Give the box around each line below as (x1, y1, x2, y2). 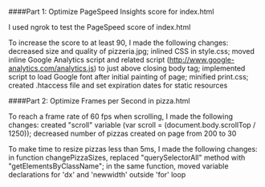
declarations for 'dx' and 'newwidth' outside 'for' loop (8, 170, 186, 179)
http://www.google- (169, 55, 235, 64)
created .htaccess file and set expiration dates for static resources (8, 80, 228, 90)
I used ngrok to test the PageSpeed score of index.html (8, 22, 191, 31)
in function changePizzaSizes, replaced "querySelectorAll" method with (8, 152, 246, 162)
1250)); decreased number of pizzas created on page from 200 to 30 (8, 128, 237, 138)
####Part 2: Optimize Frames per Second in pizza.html (8, 96, 190, 105)
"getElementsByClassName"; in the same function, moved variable (8, 161, 229, 171)
